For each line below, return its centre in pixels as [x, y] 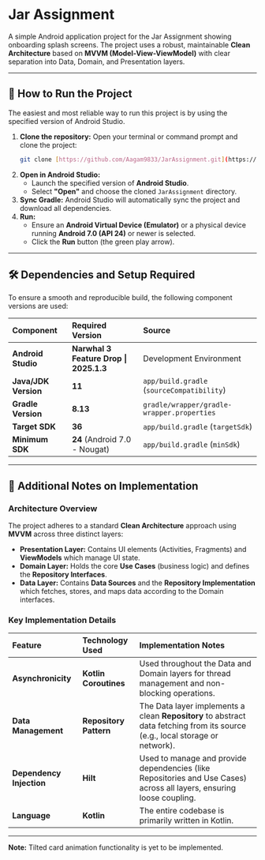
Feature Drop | [100, 359]
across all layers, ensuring [188, 788]
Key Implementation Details [62, 620]
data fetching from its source [193, 726]
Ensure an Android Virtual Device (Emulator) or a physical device [139, 225]
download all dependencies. [65, 208]
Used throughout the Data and [195, 663]
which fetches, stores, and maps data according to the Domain [121, 591]
